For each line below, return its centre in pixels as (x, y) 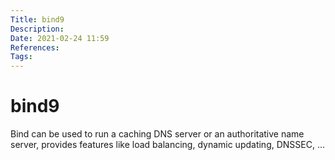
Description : (37, 29)
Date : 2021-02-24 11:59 (60, 38)
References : (35, 47)
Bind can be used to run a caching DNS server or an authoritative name (157, 134)
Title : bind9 (37, 19)
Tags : (21, 57)
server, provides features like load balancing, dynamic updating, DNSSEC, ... (168, 145)
